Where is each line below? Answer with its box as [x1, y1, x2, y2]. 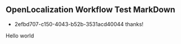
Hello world [5, 32, 34, 39]
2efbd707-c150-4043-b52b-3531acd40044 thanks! [14, 20, 144, 27]
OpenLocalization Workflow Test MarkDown [5, 5, 176, 15]
